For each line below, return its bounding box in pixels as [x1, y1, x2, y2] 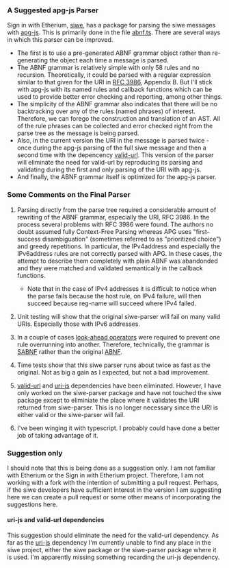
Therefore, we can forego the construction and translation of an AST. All [16, 115, 221, 123]
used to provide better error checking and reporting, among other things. [16, 93, 223, 101]
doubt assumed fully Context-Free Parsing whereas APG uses [16, 227, 192, 235]
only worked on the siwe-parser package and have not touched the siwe [16, 388, 222, 397]
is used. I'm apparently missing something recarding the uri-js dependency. [7, 553, 220, 561]
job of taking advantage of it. [16, 431, 99, 439]
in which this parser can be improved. [7, 36, 113, 44]
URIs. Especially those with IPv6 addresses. [16, 320, 140, 328]
